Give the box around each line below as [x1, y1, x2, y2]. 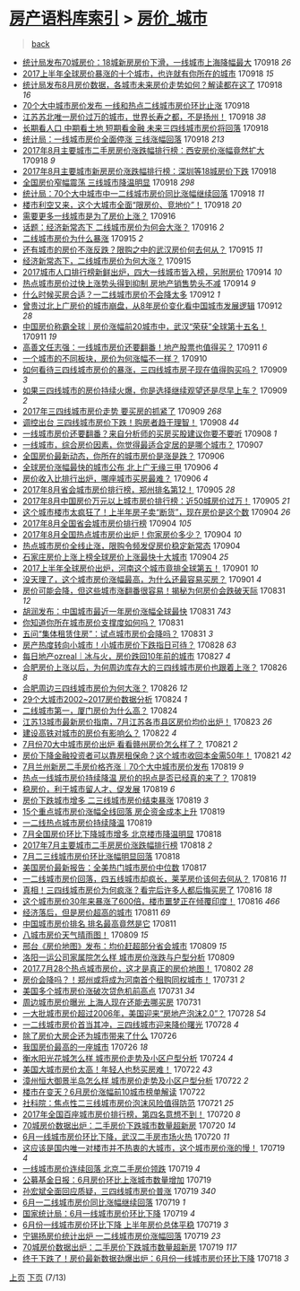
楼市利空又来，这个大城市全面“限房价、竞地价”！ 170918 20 [21, 199, 242, 210]
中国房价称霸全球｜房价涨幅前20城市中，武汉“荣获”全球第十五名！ [21, 320, 267, 332]
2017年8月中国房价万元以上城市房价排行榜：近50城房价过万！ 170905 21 [21, 495, 290, 506]
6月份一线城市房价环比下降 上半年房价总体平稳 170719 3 [21, 1219, 229, 1230]
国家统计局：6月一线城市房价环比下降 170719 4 [21, 1208, 195, 1218]
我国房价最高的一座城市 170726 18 [21, 1042, 149, 1052]
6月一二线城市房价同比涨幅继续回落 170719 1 [21, 1197, 186, 1208]
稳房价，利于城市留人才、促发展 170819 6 [21, 783, 176, 794]
